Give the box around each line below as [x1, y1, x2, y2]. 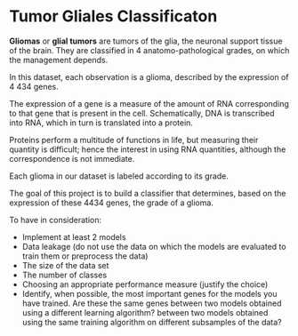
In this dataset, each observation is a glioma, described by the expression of [9, 71, 289, 82]
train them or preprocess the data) [21, 251, 149, 261]
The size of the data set [21, 260, 109, 270]
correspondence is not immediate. [9, 153, 135, 164]
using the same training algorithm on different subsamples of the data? [21, 316, 282, 327]
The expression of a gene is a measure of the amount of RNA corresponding [9, 98, 289, 108]
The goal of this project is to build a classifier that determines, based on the [9, 188, 286, 198]
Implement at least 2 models [21, 231, 126, 242]
